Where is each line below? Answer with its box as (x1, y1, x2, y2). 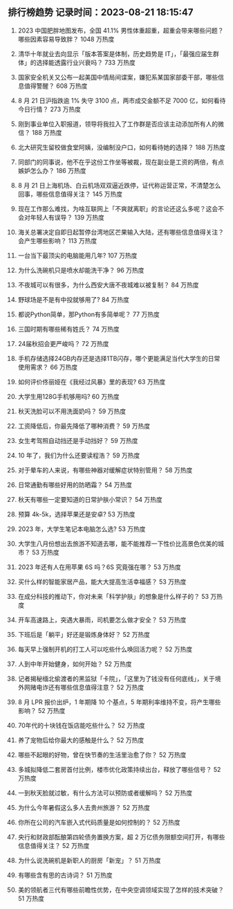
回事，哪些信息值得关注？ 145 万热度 (17, 190, 123, 198)
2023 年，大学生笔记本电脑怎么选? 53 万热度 (17, 525, 146, 533)
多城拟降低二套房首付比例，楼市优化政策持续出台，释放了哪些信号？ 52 (17, 765, 221, 773)
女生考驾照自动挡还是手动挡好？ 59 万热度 (17, 436, 138, 444)
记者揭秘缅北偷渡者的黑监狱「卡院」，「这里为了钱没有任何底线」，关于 (17, 674, 215, 683)
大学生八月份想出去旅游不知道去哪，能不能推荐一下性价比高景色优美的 (17, 539, 218, 548)
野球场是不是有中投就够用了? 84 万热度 (17, 295, 130, 303)
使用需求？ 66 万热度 (17, 363, 78, 371)
